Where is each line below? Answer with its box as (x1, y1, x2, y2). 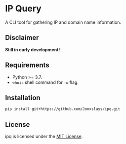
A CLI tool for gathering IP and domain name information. (5, 19, 122, 25)
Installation (5, 93, 41, 102)
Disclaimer (5, 34, 39, 42)
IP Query (5, 3, 42, 14)
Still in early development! (5, 46, 60, 52)
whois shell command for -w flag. (12, 79, 79, 85)
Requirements (5, 61, 49, 70)
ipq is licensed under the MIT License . (5, 134, 83, 140)
